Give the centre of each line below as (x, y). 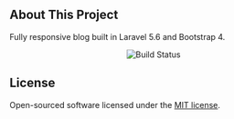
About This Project (64, 15)
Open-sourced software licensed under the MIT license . (115, 104)
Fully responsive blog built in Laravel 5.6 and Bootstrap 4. (117, 36)
